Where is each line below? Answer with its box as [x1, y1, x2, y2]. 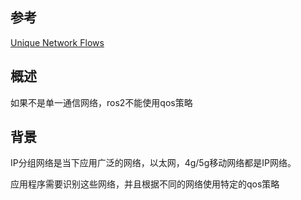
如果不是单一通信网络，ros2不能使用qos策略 [10, 96, 193, 108]
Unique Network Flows [10, 36, 105, 48]
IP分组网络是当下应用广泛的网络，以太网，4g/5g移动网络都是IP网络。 [10, 157, 297, 169]
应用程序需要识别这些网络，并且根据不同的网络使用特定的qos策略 [10, 178, 280, 190]
